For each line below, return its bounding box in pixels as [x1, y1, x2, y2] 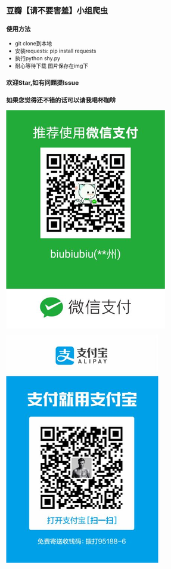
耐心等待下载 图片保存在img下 [14, 62, 88, 69]
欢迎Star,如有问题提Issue [6, 78, 79, 86]
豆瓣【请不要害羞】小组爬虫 [6, 5, 108, 16]
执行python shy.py [14, 54, 61, 61]
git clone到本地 [14, 39, 52, 47]
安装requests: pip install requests [14, 47, 97, 54]
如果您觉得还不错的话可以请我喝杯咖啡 [6, 96, 116, 104]
